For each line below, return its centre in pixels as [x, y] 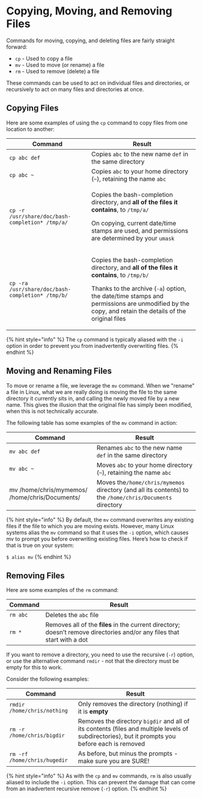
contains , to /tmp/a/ [120, 210]
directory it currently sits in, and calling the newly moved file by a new [93, 398]
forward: [17, 47]
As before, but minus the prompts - [128, 754]
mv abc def [25, 451]
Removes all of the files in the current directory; [113, 625]
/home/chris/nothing [38, 711]
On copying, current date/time [133, 223]
